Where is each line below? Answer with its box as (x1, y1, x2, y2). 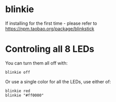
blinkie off (5, 70, 30, 75)
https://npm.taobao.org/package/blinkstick (5, 25, 94, 31)
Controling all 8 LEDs (5, 43, 95, 55)
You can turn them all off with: (5, 60, 68, 66)
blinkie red (5, 88, 30, 93)
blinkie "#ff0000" (5, 92, 44, 98)
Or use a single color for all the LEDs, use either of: (5, 78, 111, 84)
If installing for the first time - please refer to (5, 20, 97, 26)
